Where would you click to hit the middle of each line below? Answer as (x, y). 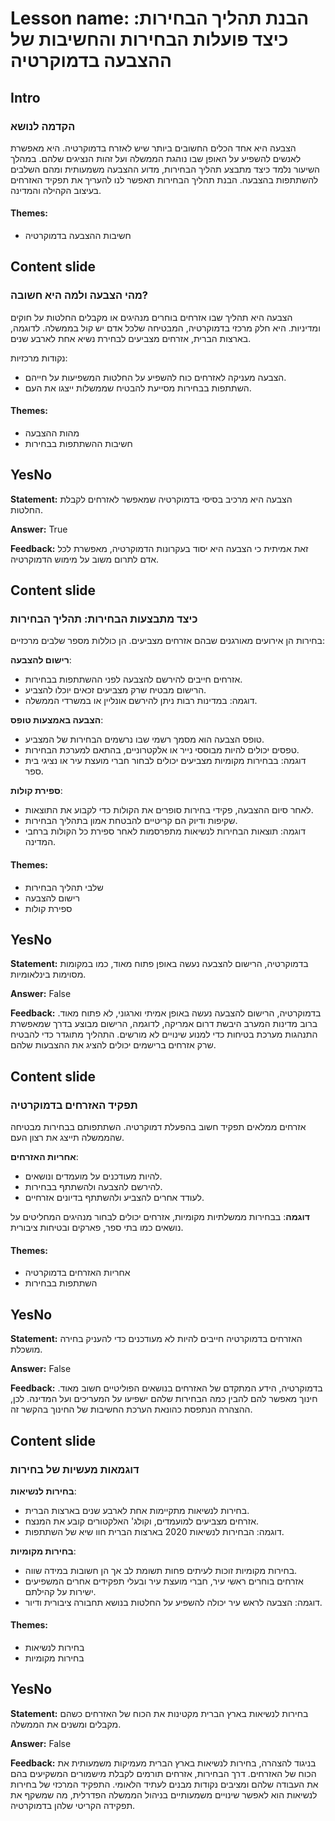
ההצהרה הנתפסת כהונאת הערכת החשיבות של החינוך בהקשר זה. (131, 1409)
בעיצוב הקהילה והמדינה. (56, 190)
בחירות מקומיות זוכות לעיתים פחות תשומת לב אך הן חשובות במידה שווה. (161, 1570)
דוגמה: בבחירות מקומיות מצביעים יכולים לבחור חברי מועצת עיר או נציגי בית (165, 761)
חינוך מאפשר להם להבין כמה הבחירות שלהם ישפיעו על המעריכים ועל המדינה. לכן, (164, 1399)
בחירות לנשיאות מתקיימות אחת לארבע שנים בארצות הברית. (137, 1510)
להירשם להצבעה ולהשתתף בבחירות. (93, 1187)
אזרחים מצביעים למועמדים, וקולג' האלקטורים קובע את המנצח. (142, 1521)
